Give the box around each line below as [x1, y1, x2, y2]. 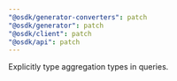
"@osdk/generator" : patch [8, 21, 104, 30]
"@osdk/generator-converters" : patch [8, 12, 148, 22]
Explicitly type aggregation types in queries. [8, 62, 169, 72]
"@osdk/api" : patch [8, 37, 81, 47]
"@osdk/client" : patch [8, 29, 92, 38]
